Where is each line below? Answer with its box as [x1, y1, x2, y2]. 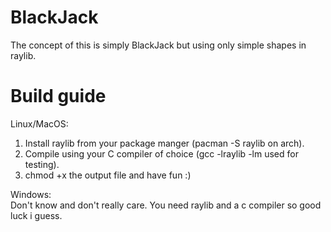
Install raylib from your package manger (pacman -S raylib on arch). [24, 137, 305, 149]
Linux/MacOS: [10, 117, 69, 130]
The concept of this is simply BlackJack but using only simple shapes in [10, 39, 307, 51]
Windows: [10, 188, 52, 200]
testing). [24, 158, 60, 170]
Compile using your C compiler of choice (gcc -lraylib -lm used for [24, 147, 299, 160]
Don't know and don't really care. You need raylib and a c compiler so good [10, 199, 322, 211]
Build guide [10, 85, 107, 108]
